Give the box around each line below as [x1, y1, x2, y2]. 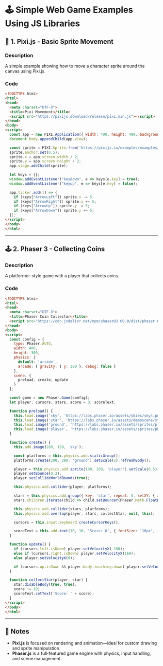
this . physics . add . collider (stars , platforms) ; [14, 506, 110, 511]
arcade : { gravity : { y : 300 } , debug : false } [17, 364, 116, 369]
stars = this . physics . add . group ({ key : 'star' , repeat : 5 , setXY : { [14, 493, 155, 498]
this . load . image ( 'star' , [14, 417, 64, 423]
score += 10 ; [14, 587, 40, 592]
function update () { [9, 542, 51, 547]
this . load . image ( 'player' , [14, 427, 68, 432]
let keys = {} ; [9, 172, 40, 177]
